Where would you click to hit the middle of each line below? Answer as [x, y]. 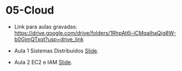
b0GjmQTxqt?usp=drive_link [49, 39]
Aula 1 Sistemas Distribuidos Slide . [56, 50]
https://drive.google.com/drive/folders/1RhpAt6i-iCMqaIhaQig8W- [95, 33]
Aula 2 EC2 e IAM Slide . [43, 62]
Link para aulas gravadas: [46, 27]
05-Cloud [30, 10]
